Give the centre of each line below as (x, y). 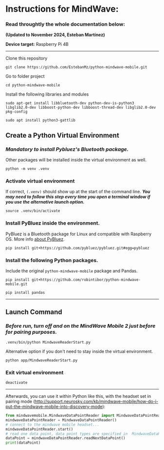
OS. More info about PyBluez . (35, 239)
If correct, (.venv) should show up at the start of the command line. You (78, 192)
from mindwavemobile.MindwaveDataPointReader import (60, 416)
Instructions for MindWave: (62, 9)
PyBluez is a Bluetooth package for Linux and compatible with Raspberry (79, 234)
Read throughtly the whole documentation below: (65, 24)
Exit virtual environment (35, 372)
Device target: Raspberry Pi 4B (37, 44)
